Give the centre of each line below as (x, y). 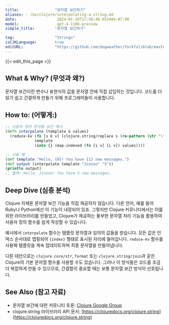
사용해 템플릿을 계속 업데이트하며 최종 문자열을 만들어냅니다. (64, 245)
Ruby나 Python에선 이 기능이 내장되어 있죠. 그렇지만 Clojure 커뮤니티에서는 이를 (84, 209)
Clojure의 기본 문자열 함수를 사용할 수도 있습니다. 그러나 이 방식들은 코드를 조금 (83, 262)
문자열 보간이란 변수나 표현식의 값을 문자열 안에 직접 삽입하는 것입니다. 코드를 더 (84, 91)
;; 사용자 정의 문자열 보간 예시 (34, 127)
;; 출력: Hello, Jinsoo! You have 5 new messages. (58, 173)
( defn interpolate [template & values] (47, 132)
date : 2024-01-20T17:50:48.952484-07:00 (67, 19)
